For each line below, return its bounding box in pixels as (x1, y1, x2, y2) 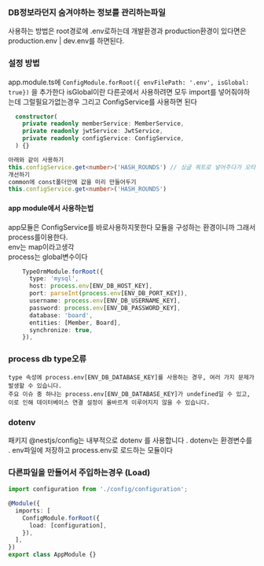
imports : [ (15, 506, 51, 515)
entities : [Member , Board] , (28, 319, 122, 327)
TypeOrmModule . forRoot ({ (22, 268, 104, 276)
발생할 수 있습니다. (8, 382, 62, 390)
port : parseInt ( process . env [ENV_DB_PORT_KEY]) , (28, 290, 189, 298)
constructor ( (15, 113, 58, 120)
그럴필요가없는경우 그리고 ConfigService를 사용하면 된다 (22, 97, 198, 106)
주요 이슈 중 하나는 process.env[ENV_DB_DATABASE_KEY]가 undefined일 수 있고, (8, 390, 251, 398)
